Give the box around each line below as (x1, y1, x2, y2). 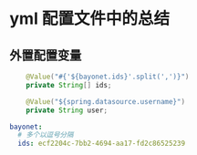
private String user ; (26, 106, 108, 115)
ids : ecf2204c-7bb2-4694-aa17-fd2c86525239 (17, 139, 185, 149)
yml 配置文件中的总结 (9, 8, 171, 29)
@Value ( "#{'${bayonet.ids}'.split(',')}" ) (26, 72, 190, 81)
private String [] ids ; (26, 80, 112, 89)
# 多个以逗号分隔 (17, 130, 74, 139)
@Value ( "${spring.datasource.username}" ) (26, 97, 185, 106)
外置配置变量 (9, 47, 82, 63)
